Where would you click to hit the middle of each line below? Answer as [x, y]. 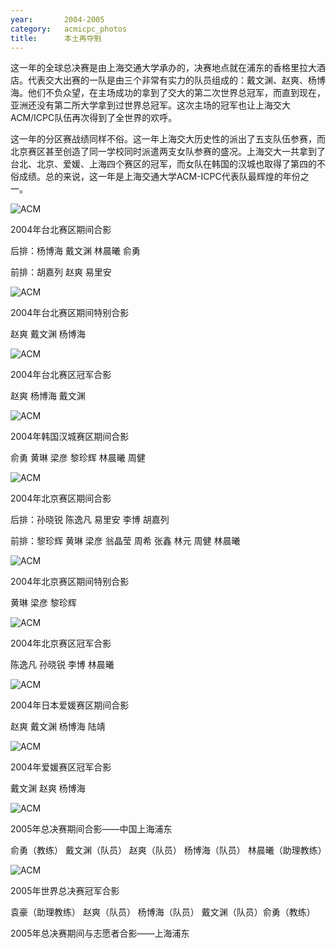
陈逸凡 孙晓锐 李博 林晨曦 [62, 665]
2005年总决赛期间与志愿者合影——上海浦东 [100, 933]
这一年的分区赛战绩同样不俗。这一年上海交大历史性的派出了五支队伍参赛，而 [168, 139]
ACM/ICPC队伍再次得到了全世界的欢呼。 [94, 118]
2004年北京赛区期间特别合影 [70, 582]
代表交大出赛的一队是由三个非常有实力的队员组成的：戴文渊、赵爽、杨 [172, 80]
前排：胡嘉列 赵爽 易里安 [61, 272]
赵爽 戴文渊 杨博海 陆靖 [58, 727]
